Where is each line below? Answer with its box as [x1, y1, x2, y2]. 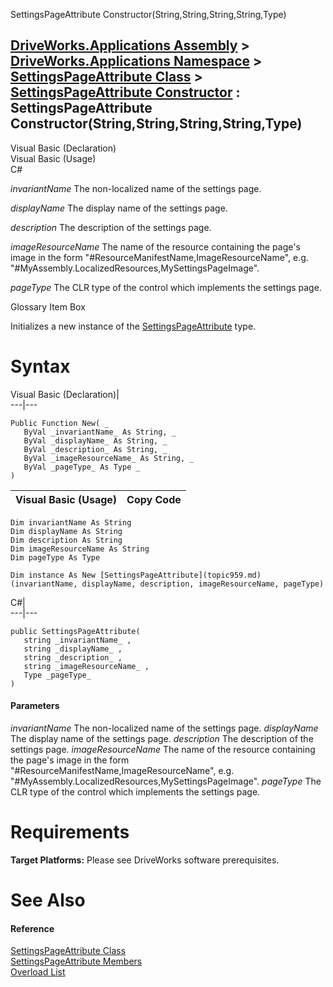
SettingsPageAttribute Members [10, 955, 143, 968]
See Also [10, 889, 86, 912]
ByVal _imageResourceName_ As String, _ [23, 453, 195, 463]
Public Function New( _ [10, 418, 110, 428]
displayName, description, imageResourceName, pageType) [81, 579, 325, 589]
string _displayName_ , [23, 644, 123, 654]
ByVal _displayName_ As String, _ [23, 435, 168, 446]
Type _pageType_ [23, 670, 92, 680]
